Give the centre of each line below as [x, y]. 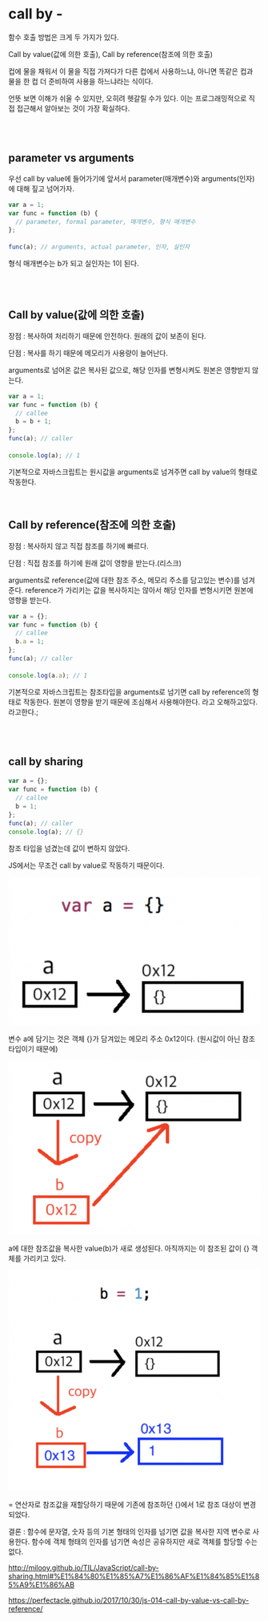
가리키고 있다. [44, 1258]
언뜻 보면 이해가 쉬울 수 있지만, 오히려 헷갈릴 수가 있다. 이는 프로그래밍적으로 [128, 98]
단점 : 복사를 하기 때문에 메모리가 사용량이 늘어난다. [88, 353]
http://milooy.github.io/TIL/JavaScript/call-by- [84, 1567]
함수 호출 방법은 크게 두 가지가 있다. [64, 37]
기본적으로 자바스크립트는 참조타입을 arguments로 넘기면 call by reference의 [129, 691]
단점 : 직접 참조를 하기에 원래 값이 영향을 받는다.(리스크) [95, 563]
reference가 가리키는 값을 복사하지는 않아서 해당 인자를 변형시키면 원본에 [139, 590]
